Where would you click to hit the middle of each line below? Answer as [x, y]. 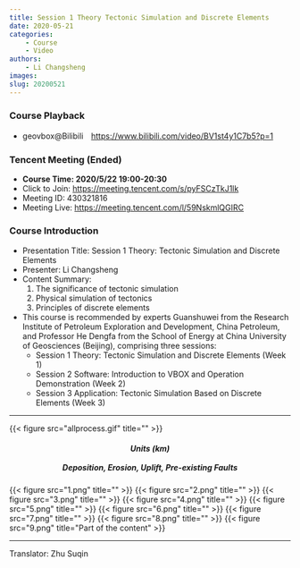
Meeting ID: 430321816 [65, 199]
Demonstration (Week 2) [81, 383]
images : [24, 76]
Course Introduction [54, 231]
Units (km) [150, 449]
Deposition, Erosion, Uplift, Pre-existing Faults [150, 468]
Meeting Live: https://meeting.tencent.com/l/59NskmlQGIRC [133, 208]
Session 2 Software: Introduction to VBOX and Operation [139, 374]
